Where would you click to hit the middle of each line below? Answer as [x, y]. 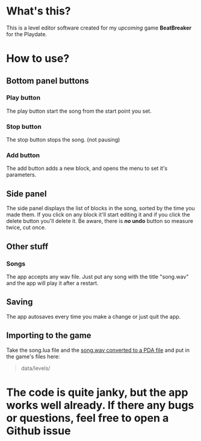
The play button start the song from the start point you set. [79, 111]
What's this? [39, 11]
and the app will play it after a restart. [52, 283]
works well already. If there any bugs [100, 405]
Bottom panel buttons [48, 80]
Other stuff [27, 246]
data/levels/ [36, 368]
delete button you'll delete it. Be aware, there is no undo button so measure [100, 221]
